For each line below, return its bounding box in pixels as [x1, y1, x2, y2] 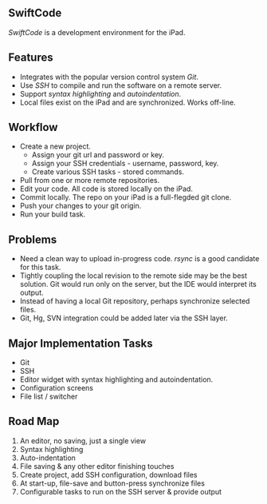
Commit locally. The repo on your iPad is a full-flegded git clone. [19, 192, 232, 202]
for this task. [19, 263, 61, 272]
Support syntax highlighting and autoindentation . [19, 89, 182, 98]
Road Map [8, 415, 60, 428]
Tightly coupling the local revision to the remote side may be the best [19, 271, 248, 280]
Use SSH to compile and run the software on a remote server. [19, 80, 222, 90]
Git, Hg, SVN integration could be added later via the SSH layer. [19, 313, 229, 323]
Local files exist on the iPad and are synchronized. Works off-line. [19, 97, 237, 107]
